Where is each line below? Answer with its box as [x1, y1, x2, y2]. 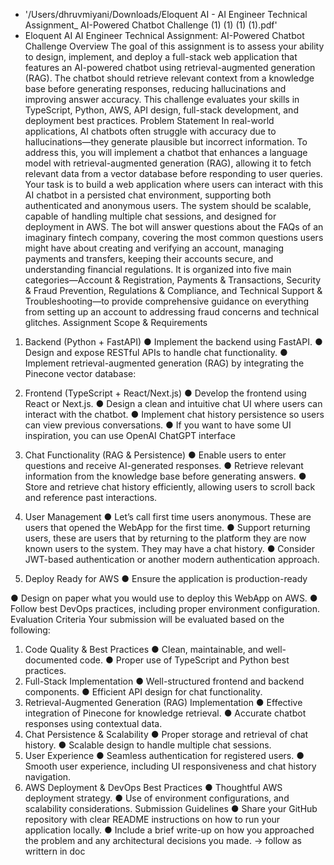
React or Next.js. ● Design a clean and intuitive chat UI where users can [24, 398, 323, 409]
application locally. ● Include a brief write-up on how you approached [24, 824, 315, 836]
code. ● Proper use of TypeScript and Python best [79, 654, 290, 666]
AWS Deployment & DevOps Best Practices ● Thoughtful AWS [24, 782, 283, 793]
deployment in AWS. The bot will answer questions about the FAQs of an [24, 221, 324, 233]
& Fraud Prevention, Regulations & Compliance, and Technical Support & [24, 285, 323, 296]
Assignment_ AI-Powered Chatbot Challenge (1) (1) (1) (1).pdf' [24, 19, 278, 31]
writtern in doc [24, 845, 86, 857]
